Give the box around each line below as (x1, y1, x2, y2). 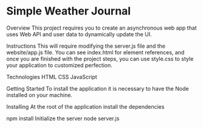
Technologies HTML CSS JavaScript (6, 73, 97, 80)
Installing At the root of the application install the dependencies (6, 103, 165, 110)
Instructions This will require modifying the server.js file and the (6, 42, 166, 50)
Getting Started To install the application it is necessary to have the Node (6, 85, 190, 92)
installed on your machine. (6, 91, 73, 98)
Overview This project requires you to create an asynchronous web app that (6, 24, 197, 31)
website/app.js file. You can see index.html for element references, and (6, 48, 185, 56)
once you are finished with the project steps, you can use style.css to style (6, 55, 194, 62)
